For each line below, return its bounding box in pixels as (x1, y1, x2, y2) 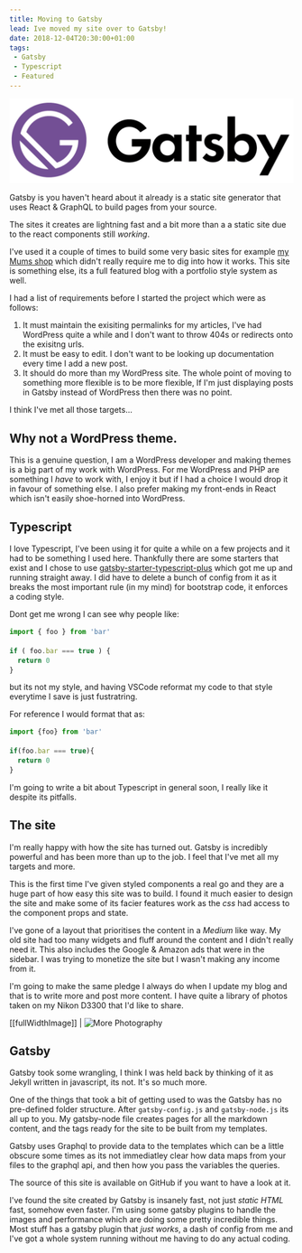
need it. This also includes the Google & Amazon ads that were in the (9, 944, 265, 955)
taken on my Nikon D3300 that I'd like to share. (9, 999, 184, 1011)
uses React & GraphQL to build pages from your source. (9, 201, 217, 212)
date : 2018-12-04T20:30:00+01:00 (9, 33, 135, 42)
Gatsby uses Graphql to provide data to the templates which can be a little (9, 1141, 284, 1152)
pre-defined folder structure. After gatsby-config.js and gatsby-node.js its (9, 1104, 289, 1115)
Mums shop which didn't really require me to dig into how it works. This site (9, 256, 290, 266)
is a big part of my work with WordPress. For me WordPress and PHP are (9, 464, 279, 475)
